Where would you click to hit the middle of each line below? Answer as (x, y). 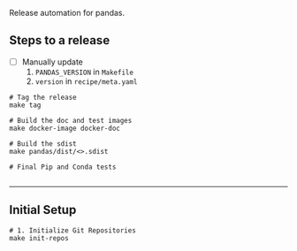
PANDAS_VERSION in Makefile (84, 72)
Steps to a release (60, 40)
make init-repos (39, 238)
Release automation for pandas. (67, 13)
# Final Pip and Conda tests (63, 167)
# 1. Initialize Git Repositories (73, 230)
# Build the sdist (43, 144)
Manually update (53, 62)
